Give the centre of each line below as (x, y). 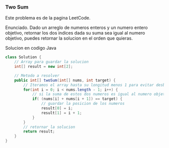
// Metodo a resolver (37, 76)
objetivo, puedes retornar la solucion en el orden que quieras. (69, 38)
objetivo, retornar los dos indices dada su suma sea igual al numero (75, 33)
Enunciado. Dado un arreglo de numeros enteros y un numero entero (76, 28)
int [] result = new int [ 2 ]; (44, 67)
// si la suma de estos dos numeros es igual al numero (92, 94)
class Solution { (23, 57)
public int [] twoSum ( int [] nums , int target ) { (65, 80)
